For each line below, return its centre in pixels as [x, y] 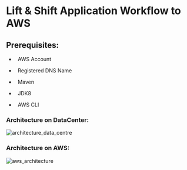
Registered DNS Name [45, 71]
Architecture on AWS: [38, 148]
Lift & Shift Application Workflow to [93, 11]
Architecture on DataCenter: [48, 120]
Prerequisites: [32, 45]
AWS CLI [28, 105]
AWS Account [34, 59]
